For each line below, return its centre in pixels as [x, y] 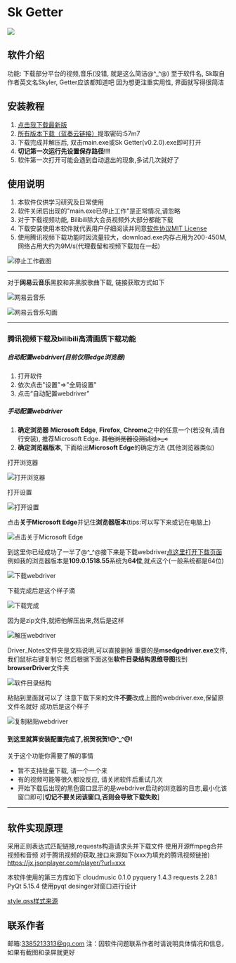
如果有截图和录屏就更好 [41, 952]
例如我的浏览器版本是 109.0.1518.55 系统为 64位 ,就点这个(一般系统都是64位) [116, 561]
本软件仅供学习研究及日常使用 [60, 202]
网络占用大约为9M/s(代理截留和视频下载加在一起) [88, 246]
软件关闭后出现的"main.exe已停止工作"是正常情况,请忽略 [99, 211]
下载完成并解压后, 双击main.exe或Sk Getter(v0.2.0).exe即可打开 [109, 142]
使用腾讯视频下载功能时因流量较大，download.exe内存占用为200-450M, [122, 237]
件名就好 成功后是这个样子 [51, 707]
